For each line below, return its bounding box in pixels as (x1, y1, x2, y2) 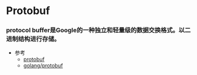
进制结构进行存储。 (6, 35, 60, 43)
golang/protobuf (23, 62, 63, 69)
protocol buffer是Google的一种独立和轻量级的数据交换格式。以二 (6, 26, 191, 35)
